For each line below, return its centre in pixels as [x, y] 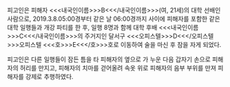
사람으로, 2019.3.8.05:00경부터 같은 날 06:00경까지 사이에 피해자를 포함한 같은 [114, 19]
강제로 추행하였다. [49, 77]
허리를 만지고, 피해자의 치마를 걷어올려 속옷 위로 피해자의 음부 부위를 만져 [118, 68]
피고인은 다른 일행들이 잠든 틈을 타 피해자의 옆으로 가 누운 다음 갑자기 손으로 [109, 59]
